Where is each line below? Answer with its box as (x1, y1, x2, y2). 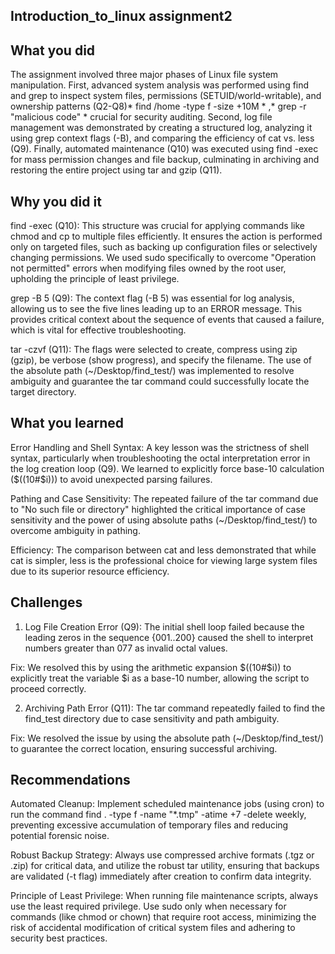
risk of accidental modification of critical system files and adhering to (10, 922, 296, 934)
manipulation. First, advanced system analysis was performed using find (10, 79, 310, 91)
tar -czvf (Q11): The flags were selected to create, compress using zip (10, 344, 298, 356)
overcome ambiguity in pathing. (10, 524, 141, 536)
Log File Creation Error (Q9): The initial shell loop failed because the (24, 620, 305, 633)
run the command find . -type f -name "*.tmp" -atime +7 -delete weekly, (10, 809, 307, 821)
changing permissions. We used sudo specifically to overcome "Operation (10, 252, 317, 264)
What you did (10, 42, 96, 59)
